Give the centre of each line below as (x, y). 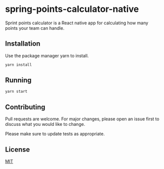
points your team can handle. (35, 28)
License (18, 149)
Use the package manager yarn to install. (47, 56)
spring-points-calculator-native (72, 9)
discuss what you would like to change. (45, 124)
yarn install (19, 65)
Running (19, 80)
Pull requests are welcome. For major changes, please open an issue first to (82, 119)
